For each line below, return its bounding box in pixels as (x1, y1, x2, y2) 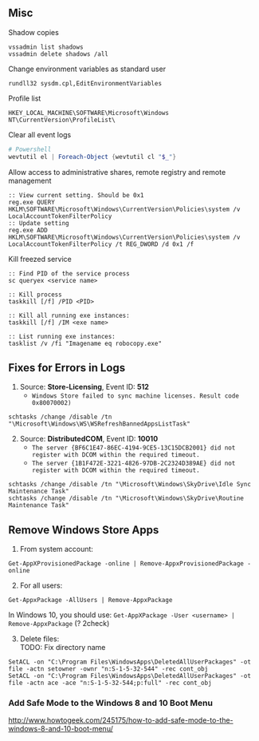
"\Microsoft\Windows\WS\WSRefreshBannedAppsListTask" (8, 420, 191, 428)
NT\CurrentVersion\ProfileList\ (8, 116, 116, 124)
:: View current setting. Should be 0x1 (8, 191, 145, 199)
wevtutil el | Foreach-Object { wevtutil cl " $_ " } (8, 153, 177, 160)
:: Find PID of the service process (8, 269, 130, 278)
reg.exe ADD (8, 226, 48, 234)
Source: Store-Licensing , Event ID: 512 (19, 382, 150, 392)
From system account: (19, 545, 94, 554)
